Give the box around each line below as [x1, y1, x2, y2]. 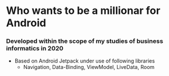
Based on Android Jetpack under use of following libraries [14, 57, 155, 64]
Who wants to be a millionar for [6, 4, 161, 17]
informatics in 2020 [6, 45, 64, 53]
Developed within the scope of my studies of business [6, 37, 164, 45]
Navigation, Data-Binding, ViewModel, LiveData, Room [23, 64, 155, 71]
